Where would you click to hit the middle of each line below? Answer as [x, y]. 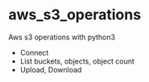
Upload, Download [51, 69]
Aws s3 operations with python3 [62, 37]
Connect [34, 52]
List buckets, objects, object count [77, 61]
